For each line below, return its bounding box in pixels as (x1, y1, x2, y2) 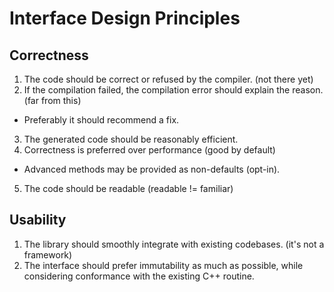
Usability (9, 212, 67, 229)
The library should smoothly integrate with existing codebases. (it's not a (23, 238, 325, 250)
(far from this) (23, 95, 82, 106)
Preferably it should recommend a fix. (23, 114, 180, 126)
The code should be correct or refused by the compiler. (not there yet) (23, 73, 314, 85)
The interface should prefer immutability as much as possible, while (23, 259, 304, 271)
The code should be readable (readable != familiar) (23, 183, 234, 194)
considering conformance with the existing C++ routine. (23, 270, 255, 282)
